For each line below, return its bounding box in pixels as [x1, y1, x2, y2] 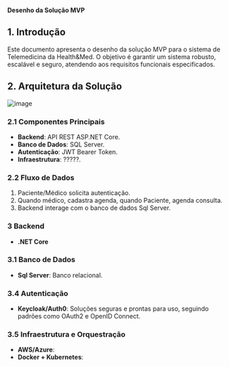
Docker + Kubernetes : [17, 353, 84, 361]
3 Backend [7, 221, 44, 231]
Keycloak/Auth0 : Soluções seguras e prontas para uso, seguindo [17, 304, 209, 313]
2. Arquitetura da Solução [7, 80, 122, 92]
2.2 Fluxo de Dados [7, 173, 75, 182]
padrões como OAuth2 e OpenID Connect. [17, 312, 141, 321]
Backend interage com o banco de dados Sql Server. [17, 204, 171, 212]
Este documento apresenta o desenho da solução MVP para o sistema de [7, 45, 221, 54]
